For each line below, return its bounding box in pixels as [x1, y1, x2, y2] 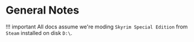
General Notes [5, 4, 80, 17]
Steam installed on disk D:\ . [5, 29, 73, 36]
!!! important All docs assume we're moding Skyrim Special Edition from [5, 23, 188, 30]
